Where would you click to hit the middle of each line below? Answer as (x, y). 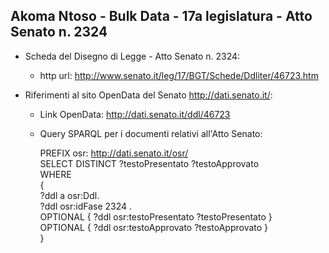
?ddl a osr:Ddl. (69, 195)
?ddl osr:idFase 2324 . (86, 206)
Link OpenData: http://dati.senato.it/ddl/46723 (135, 114)
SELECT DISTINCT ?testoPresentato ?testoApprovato (149, 163)
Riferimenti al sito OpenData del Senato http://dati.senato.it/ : (148, 95)
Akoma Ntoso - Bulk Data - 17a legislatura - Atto (161, 16)
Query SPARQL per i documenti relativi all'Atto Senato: (151, 133)
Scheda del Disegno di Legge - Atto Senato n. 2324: (132, 56)
